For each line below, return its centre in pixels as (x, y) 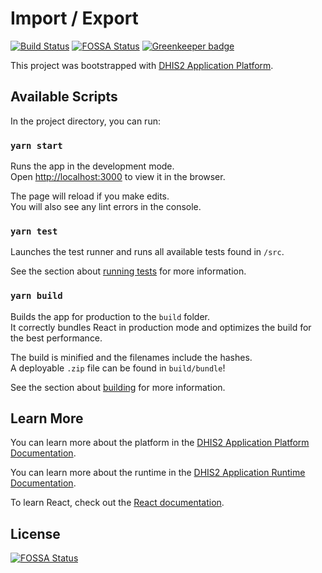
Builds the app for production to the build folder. (110, 316)
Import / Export (74, 18)
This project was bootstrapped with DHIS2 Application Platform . (142, 65)
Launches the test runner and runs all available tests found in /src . (147, 252)
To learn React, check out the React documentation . (117, 503)
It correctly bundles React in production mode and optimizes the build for (161, 327)
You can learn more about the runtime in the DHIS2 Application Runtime (158, 473)
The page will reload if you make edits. (90, 196)
